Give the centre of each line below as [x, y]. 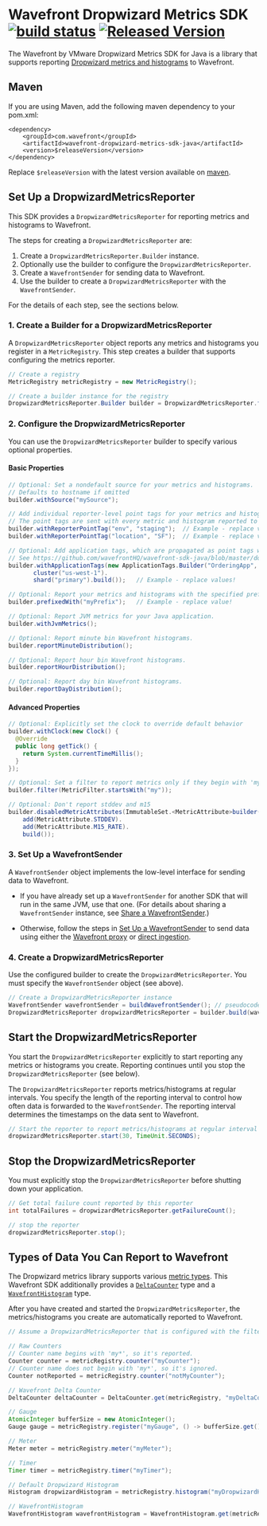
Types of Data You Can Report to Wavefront [118, 1257]
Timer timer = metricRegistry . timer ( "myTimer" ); [90, 1470]
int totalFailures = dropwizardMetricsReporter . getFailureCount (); [122, 1211]
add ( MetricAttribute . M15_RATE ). [76, 827]
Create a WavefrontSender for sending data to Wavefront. [112, 272]
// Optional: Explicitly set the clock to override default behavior [126, 724]
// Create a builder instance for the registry [89, 396]
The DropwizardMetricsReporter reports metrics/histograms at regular [122, 1089]
